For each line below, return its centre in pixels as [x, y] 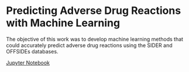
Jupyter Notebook [28, 63]
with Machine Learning [63, 23]
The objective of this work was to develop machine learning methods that [94, 39]
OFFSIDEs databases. [32, 51]
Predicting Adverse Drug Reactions [94, 11]
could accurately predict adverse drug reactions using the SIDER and [89, 45]
